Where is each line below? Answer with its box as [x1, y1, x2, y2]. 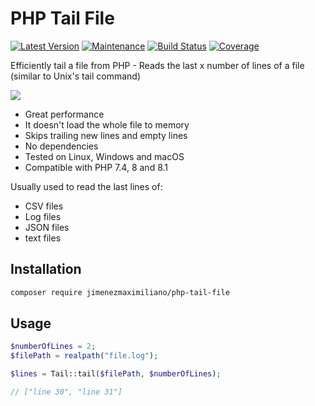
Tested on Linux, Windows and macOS [24, 150, 185, 162]
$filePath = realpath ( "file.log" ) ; [10, 351, 159, 361]
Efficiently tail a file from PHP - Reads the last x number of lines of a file [10, 59, 305, 71]
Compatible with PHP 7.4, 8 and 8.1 [24, 161, 169, 173]
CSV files [24, 200, 64, 212]
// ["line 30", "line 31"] [10, 387, 123, 397]
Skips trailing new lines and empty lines [24, 129, 188, 141]
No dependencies [24, 140, 99, 152]
